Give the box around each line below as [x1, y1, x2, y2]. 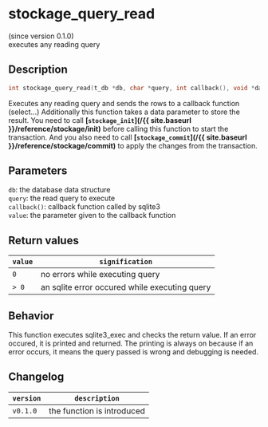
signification [99, 257, 153, 267]
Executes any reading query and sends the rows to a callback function [8, 98, 240, 108]
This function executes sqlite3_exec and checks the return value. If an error [8, 330, 257, 340]
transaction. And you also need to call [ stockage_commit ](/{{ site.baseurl [8, 132, 247, 142]
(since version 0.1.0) [8, 31, 74, 41]
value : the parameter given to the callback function [8, 211, 176, 220]
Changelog [8, 370, 65, 384]
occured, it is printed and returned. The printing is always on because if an [8, 338, 254, 348]
